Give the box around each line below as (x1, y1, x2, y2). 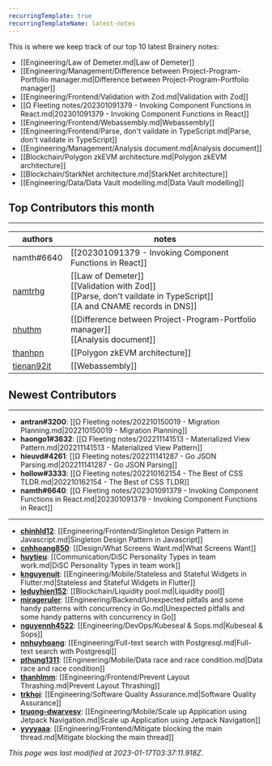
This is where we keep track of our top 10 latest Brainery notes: (8, 41, 219, 51)
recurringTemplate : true (8, 11, 92, 20)
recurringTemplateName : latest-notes (8, 19, 136, 28)
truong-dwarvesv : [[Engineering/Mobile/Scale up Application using (19, 707, 247, 717)
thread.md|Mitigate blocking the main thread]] (19, 733, 174, 743)
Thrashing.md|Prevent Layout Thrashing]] (19, 681, 160, 691)
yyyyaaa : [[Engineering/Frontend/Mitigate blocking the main (19, 724, 223, 734)
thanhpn (12, 347, 45, 358)
